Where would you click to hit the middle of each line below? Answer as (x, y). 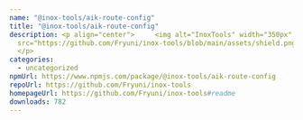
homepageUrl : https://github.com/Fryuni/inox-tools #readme (123, 93)
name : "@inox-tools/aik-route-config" (82, 18)
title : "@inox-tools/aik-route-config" (84, 26)
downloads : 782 (38, 102)
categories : (32, 60)
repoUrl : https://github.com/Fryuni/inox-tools (101, 85)
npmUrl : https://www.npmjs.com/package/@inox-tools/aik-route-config (143, 77)
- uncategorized (48, 69)
